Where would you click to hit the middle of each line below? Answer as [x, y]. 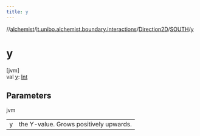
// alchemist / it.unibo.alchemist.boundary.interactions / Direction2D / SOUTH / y [100, 29]
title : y [17, 12]
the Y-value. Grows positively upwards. [75, 125]
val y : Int [17, 77]
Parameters [29, 95]
